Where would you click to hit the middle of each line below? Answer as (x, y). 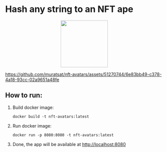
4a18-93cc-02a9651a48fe (32, 79)
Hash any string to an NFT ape (69, 9)
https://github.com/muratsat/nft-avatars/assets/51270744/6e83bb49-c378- (83, 74)
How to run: (24, 95)
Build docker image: (33, 107)
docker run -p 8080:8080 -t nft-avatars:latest (63, 135)
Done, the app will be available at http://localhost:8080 (69, 144)
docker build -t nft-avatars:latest (51, 116)
